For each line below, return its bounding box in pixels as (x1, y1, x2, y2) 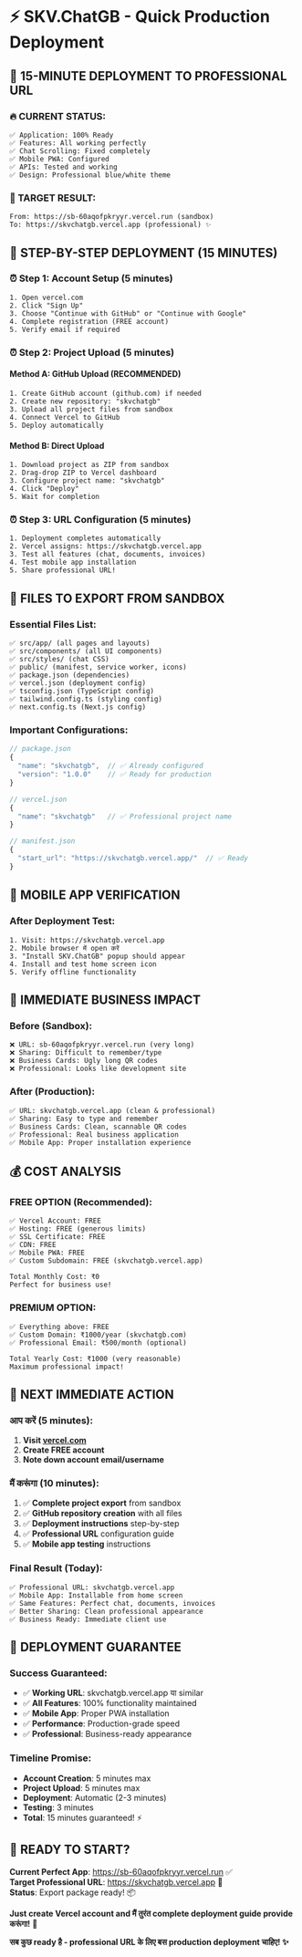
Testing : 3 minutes (22, 1802, 94, 1813)
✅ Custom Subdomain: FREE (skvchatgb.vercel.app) (9, 1256, 203, 1265)
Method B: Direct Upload (9, 440, 105, 451)
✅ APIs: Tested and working (9, 162, 119, 172)
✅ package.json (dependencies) (9, 671, 130, 680)
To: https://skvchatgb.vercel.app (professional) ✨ (9, 220, 212, 230)
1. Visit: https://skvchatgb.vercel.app (9, 935, 166, 944)
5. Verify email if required (9, 325, 120, 334)
